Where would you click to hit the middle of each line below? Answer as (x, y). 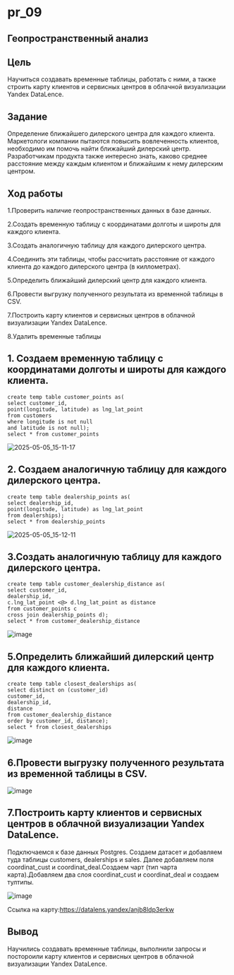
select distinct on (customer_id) (58, 690)
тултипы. (20, 882)
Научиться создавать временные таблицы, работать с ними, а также (112, 79)
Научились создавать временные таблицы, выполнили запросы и (107, 949)
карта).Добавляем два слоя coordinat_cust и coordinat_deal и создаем (113, 875)
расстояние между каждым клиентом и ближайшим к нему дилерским (115, 164)
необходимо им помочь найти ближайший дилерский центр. (99, 148)
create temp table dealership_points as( (69, 497)
